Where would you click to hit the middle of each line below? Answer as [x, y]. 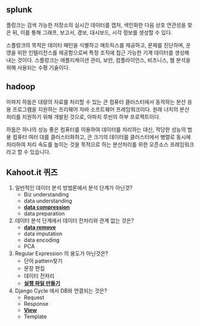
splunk [19, 10]
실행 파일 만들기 [42, 284]
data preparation [44, 214]
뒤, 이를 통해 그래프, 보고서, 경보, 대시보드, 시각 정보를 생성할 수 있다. [92, 32]
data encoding [41, 240]
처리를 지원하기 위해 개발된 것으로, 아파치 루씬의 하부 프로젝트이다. [84, 116]
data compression [47, 207]
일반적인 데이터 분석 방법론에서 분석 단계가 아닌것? [73, 188]
